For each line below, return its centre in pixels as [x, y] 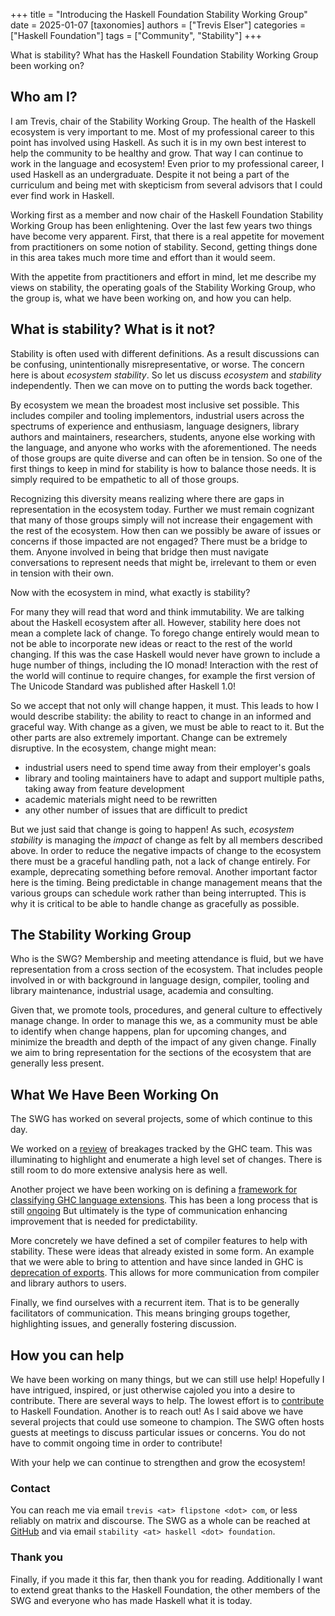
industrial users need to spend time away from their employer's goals [167, 767]
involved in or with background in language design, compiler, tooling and [160, 980]
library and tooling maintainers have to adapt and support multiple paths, [174, 778]
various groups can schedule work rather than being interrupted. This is [158, 893]
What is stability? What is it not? [113, 329]
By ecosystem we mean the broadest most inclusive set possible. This [155, 405]
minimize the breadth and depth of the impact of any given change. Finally [163, 1042]
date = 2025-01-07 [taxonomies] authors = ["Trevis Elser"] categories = [158, 25]
